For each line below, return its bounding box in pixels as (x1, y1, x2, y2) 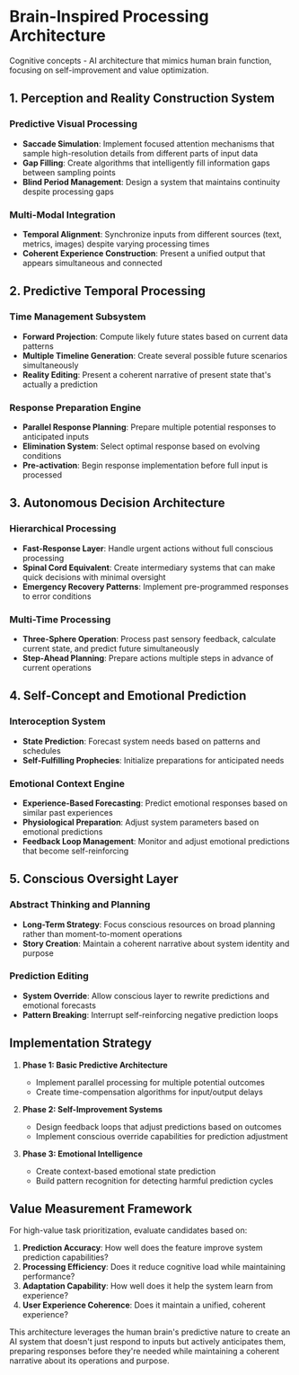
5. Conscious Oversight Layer (9, 871, 179, 887)
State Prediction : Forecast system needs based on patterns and (22, 736, 260, 746)
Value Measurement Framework (9, 1201, 193, 1217)
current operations (22, 662, 92, 673)
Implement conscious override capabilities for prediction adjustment (35, 1130, 289, 1141)
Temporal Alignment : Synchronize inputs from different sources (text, (22, 228, 283, 239)
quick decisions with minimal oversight (22, 571, 166, 582)
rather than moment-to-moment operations (22, 928, 182, 939)
